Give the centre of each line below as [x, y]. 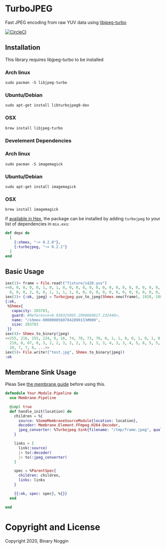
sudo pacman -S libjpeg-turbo [36, 83]
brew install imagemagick [32, 210]
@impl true [21, 407]
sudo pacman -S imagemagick [34, 164]
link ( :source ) [33, 448]
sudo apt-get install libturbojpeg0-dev [47, 105]
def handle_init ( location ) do [41, 411]
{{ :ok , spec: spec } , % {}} [41, 493]
